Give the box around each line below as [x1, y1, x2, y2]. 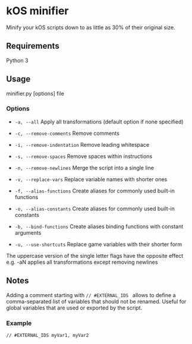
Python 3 [6, 56, 29, 64]
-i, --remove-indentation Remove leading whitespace [14, 141, 150, 148]
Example [6, 319, 32, 327]
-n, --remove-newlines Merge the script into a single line [14, 164, 155, 171]
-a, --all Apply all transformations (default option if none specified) [14, 118, 184, 125]
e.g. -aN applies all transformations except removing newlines [6, 258, 158, 266]
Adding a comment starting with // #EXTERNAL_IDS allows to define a [6, 291, 176, 298]
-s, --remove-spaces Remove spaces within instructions [14, 153, 153, 160]
